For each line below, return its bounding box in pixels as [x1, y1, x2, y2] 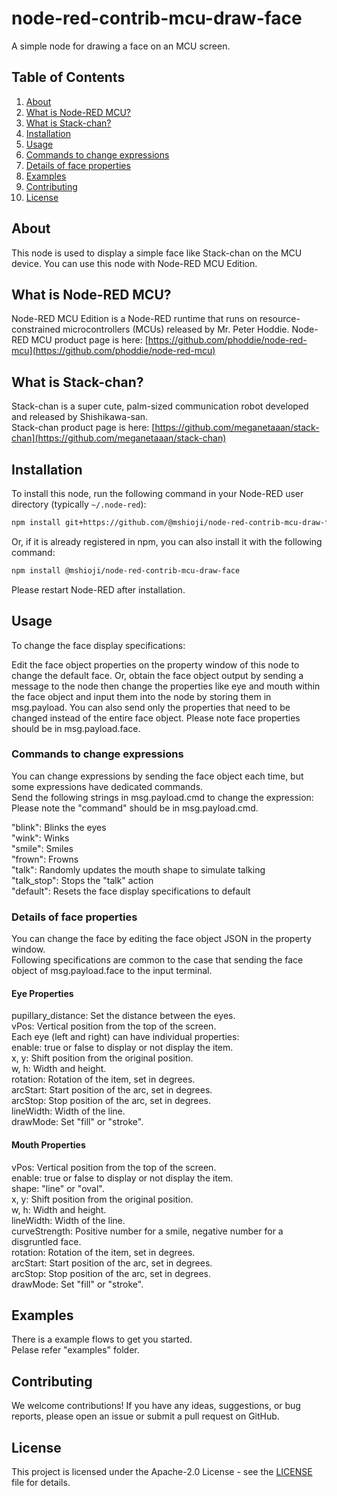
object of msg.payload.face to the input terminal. [11, 965, 213, 977]
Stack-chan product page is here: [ [11, 422, 156, 434]
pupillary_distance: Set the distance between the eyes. [11, 1010, 236, 1022]
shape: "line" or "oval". [11, 1182, 105, 1194]
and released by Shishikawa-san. [11, 411, 149, 423]
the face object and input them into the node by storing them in [11, 690, 272, 702]
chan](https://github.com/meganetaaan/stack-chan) [11, 432, 227, 444]
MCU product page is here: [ [30, 334, 149, 346]
